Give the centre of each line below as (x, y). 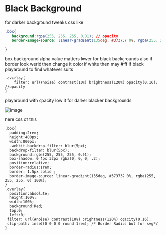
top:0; (16, 211)
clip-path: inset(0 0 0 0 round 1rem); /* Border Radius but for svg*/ (83, 224)
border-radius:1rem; (31, 168)
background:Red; (26, 206)
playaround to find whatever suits (39, 69)
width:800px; (23, 142)
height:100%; (23, 198)
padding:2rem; (24, 133)
